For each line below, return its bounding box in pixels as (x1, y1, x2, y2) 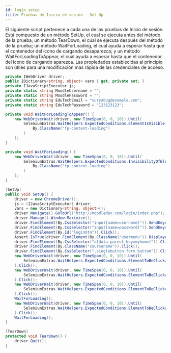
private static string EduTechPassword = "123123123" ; (5, 103, 124, 108)
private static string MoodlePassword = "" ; (5, 93, 101, 98)
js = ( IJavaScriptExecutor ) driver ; (14, 201, 93, 207)
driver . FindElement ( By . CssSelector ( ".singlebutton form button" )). (14, 248, 160, 254)
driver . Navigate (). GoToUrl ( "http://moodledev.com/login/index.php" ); (14, 211, 165, 216)
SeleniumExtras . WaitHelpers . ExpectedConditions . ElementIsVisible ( (23, 121, 167, 127)
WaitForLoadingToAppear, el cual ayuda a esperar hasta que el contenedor (5, 53, 162, 59)
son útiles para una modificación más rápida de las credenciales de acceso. (5, 64, 164, 70)
